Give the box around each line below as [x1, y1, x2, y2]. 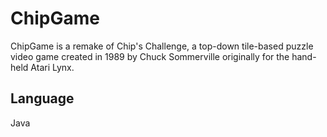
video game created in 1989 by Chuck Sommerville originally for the [10, 50, 290, 62]
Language [10, 90, 75, 107]
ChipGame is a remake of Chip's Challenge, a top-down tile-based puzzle [10, 40, 314, 52]
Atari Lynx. [30, 61, 75, 73]
